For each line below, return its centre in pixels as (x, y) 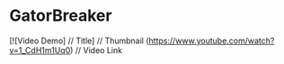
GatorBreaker (61, 16)
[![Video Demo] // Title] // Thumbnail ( (80, 41)
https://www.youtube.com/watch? (212, 41)
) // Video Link (97, 50)
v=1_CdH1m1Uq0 (40, 50)
